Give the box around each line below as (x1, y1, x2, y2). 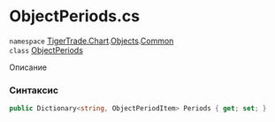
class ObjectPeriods (9, 44, 84, 55)
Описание (9, 62, 47, 72)
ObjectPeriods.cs (9, 6, 141, 27)
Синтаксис (9, 84, 59, 96)
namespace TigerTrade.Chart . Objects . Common (9, 35, 174, 46)
